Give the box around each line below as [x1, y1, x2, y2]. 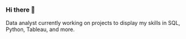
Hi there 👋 [5, 5, 36, 14]
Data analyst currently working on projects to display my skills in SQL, [5, 19, 181, 27]
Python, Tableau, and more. [5, 26, 75, 33]
